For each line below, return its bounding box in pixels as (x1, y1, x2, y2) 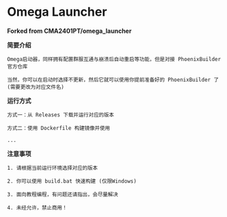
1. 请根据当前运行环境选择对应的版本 (7, 164, 98, 171)
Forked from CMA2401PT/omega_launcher (7, 27, 132, 35)
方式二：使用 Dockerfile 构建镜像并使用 (7, 125, 111, 131)
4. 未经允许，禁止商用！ (7, 204, 68, 211)
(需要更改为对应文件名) (7, 84, 65, 90)
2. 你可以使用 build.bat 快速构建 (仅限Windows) (7, 177, 137, 185)
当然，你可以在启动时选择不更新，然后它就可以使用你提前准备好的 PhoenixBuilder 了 (7, 76, 219, 83)
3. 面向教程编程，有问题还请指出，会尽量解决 (7, 191, 118, 198)
